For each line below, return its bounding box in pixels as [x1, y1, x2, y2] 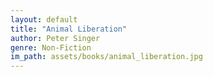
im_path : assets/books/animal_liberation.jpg [10, 52, 203, 62]
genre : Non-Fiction [10, 42, 92, 53]
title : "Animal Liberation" [10, 24, 128, 34]
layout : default [10, 14, 78, 25]
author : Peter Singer [10, 33, 101, 43]
